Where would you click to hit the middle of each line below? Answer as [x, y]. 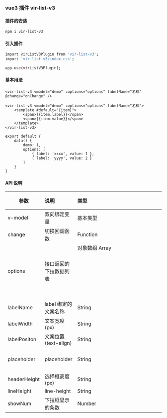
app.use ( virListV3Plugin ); [33, 68]
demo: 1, [32, 145]
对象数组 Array [94, 248]
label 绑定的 [58, 304]
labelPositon [22, 339]
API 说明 [14, 183]
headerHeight [24, 379]
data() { [23, 141]
